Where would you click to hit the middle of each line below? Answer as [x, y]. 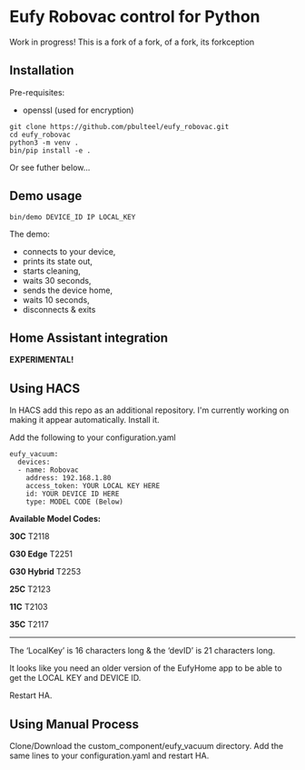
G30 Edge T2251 [41, 554]
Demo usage [46, 196]
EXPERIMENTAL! [42, 360]
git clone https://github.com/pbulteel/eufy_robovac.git [119, 126]
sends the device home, [68, 290]
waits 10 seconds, [56, 300]
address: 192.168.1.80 [69, 478]
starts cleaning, [52, 271]
